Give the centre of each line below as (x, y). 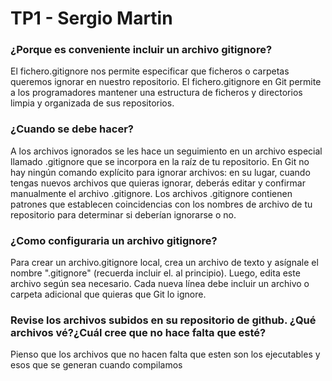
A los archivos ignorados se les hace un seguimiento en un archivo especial (166, 151)
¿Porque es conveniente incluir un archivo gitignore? (141, 50)
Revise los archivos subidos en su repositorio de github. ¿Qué (163, 320)
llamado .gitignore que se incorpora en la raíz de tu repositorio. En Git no (160, 161)
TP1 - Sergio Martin (91, 18)
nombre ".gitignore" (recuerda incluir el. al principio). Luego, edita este (155, 273)
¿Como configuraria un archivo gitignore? (114, 240)
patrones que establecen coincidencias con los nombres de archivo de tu (161, 204)
